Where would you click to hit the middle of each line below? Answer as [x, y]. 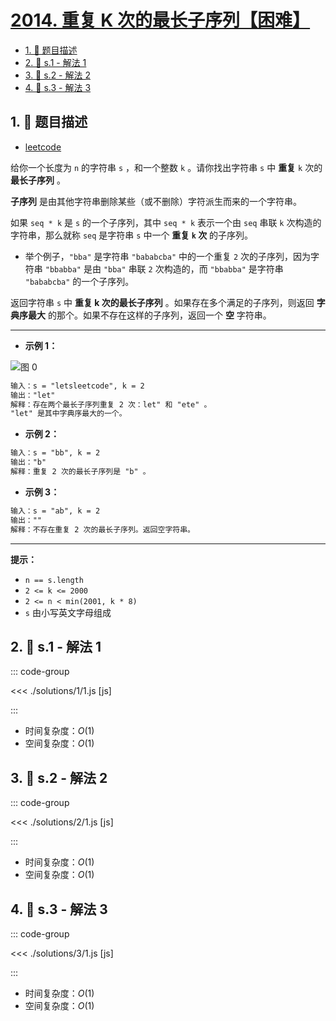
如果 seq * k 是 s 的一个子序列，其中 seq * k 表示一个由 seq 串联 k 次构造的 [166, 222]
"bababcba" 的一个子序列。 [79, 281]
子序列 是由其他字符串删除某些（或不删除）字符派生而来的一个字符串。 [156, 201]
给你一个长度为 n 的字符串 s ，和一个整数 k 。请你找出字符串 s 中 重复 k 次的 [166, 167]
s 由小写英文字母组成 [68, 612]
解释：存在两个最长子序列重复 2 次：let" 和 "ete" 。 [111, 404]
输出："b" [28, 462]
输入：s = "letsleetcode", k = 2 [77, 386]
